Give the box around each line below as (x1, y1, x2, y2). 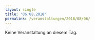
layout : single (5, 7, 36, 12)
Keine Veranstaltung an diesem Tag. (5, 30, 77, 36)
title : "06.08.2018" (5, 12, 47, 17)
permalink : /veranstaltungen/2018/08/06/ (5, 16, 91, 21)
